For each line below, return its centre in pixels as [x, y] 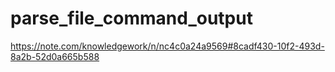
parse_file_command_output [131, 18]
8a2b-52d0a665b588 [55, 56]
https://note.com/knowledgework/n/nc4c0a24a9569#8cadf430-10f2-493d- [167, 46]
